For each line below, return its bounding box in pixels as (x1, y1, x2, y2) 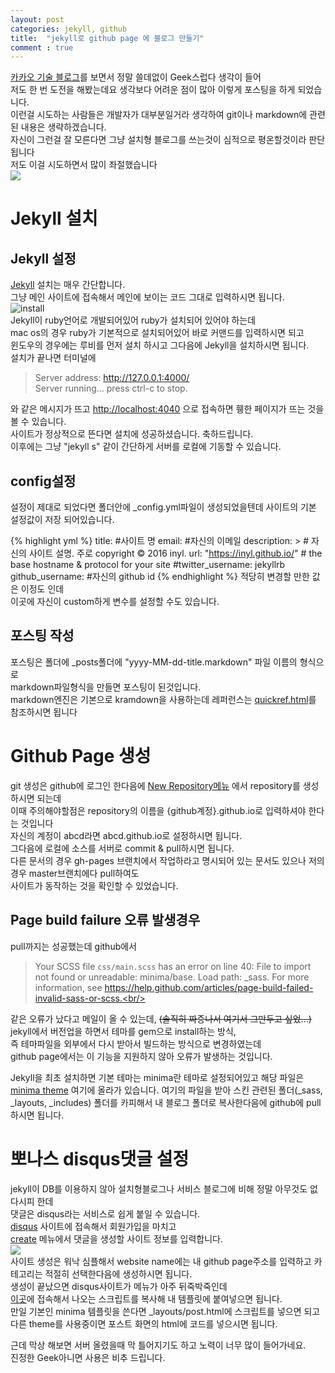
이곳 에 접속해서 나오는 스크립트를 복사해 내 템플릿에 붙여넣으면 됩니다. (10, 1292, 283, 1305)
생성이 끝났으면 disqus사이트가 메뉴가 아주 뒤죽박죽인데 (10, 1280, 228, 1292)
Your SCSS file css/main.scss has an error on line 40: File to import (34, 960, 312, 972)
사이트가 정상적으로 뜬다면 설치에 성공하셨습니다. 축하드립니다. (10, 428, 254, 440)
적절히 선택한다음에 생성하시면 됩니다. (44, 1267, 193, 1280)
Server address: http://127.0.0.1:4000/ (34, 372, 190, 384)
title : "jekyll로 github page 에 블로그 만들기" (10, 33, 205, 43)
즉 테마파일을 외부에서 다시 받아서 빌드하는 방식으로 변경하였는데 (10, 1037, 262, 1050)
